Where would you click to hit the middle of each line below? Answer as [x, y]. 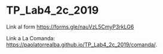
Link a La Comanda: [31, 38]
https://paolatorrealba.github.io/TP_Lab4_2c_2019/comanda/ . [81, 45]
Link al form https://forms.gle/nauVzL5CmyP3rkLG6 [70, 27]
